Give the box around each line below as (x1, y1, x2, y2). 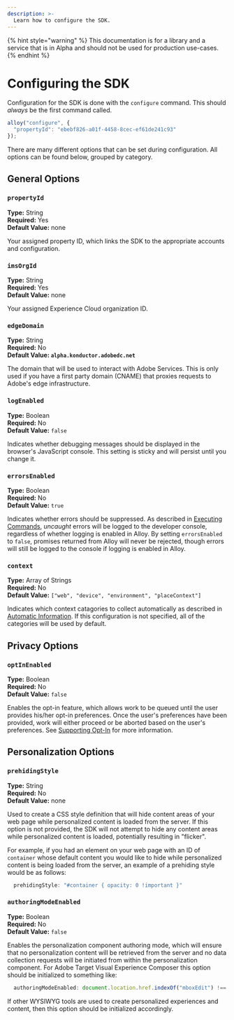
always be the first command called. (7, 106, 112, 114)
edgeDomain (7, 322, 44, 329)
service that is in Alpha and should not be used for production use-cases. (7, 43, 219, 52)
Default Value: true (7, 501, 64, 509)
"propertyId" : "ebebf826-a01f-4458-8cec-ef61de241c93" (13, 126, 177, 133)
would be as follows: (7, 868, 66, 876)
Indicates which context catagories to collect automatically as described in (7, 604, 222, 613)
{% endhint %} (7, 50, 50, 60)
